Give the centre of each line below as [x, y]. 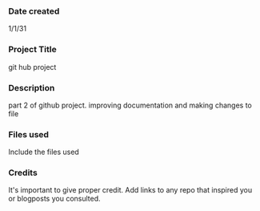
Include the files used [44, 152]
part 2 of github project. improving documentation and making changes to [130, 105]
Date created [34, 11]
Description [32, 87]
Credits [23, 172]
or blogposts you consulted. [55, 199]
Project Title [33, 50]
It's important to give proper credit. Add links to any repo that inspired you [130, 190]
